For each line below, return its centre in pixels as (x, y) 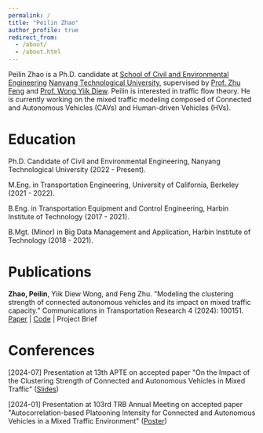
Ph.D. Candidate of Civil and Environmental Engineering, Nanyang (115, 161)
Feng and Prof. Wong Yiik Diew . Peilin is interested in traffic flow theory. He (129, 91)
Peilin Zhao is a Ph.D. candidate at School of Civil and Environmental (119, 74)
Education (42, 139)
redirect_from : (33, 37)
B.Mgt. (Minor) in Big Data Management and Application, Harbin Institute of (130, 232)
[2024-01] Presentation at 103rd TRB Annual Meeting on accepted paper (126, 404)
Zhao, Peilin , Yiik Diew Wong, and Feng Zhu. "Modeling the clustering (121, 294)
